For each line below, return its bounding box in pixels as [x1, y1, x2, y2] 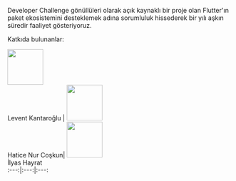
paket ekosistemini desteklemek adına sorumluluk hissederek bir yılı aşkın [7, 14, 224, 22]
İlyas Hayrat [7, 158, 43, 167]
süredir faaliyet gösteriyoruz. [7, 21, 92, 29]
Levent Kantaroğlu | [7, 114, 66, 122]
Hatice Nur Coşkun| [7, 151, 66, 159]
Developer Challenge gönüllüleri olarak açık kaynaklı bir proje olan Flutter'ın [7, 6, 230, 14]
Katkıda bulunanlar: [7, 35, 64, 43]
